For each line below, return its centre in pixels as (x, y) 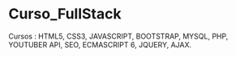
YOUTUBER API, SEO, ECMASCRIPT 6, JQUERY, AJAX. (100, 44)
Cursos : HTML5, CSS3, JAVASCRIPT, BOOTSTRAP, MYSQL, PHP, (118, 36)
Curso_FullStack (65, 14)
